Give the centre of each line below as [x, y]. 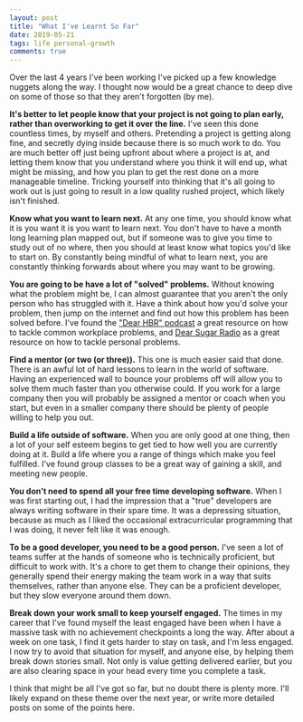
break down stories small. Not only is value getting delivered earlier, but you [151, 661]
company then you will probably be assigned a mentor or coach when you [147, 398]
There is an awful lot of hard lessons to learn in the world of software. [139, 369]
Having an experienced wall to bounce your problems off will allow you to [146, 379]
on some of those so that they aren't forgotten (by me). [112, 97]
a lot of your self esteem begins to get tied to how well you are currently [143, 444]
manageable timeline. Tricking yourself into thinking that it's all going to [142, 181]
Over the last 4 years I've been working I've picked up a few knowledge [143, 77]
